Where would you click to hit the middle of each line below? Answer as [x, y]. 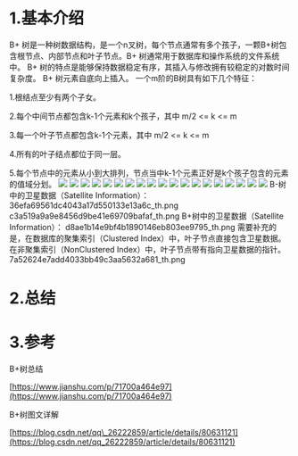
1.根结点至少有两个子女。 [55, 97]
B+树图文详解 [34, 415]
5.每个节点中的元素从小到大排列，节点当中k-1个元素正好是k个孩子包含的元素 [149, 173]
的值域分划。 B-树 [148, 184]
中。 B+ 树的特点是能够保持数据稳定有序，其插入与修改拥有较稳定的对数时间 [149, 67]
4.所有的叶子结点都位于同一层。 [68, 153]
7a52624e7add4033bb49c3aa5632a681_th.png [97, 259]
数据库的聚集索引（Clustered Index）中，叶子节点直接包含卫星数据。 [159, 238]
